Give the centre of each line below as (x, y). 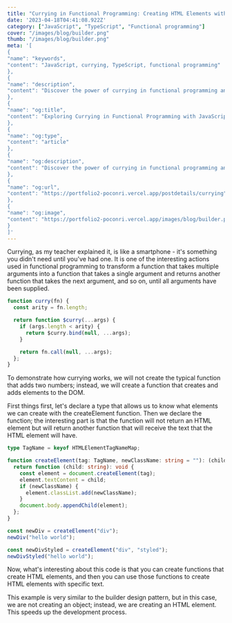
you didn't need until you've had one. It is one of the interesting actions (108, 259)
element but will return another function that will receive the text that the (110, 428)
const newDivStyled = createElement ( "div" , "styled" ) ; (88, 550)
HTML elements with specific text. (56, 584)
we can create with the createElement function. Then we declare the (105, 413)
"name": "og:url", (33, 187)
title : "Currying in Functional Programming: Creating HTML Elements (109, 13)
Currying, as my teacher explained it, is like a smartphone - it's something (112, 252)
